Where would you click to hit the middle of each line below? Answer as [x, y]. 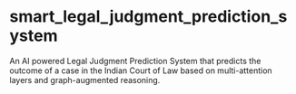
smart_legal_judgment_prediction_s [148, 17]
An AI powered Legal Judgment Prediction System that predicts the [135, 61]
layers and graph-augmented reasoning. [85, 80]
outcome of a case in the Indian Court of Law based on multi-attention [141, 70]
